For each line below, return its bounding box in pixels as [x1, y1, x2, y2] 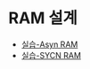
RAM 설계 [8, 8, 78, 28]
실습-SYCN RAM [20, 50, 82, 60]
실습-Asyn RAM [20, 39, 78, 50]
